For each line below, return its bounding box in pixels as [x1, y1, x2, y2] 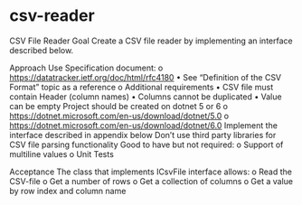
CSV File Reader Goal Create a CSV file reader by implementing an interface [9, 35, 293, 46]
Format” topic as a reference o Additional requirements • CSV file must [9, 81, 274, 92]
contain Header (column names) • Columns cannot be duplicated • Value [9, 91, 282, 102]
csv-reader [9, 5, 95, 26]
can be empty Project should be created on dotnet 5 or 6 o [9, 100, 229, 111]
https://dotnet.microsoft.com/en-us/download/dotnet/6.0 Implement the [9, 119, 278, 131]
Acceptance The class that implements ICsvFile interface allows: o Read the [9, 166, 292, 177]
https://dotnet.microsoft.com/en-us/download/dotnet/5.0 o [9, 110, 229, 121]
